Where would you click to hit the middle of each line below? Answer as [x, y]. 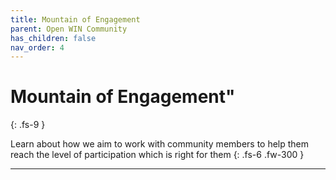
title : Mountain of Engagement [75, 19]
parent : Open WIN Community [69, 29]
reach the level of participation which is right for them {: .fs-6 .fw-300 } [157, 155]
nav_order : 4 [37, 47]
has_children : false [53, 38]
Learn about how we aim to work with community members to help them [160, 144]
